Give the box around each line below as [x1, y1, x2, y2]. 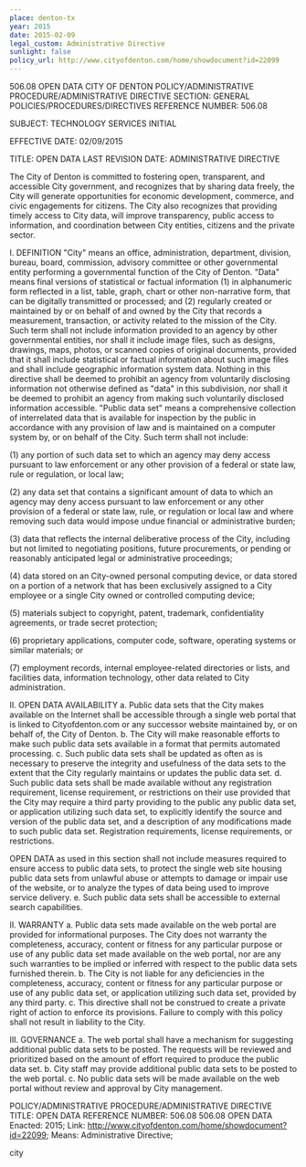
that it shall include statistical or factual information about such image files [9, 354, 290, 365]
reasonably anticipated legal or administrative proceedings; [9, 553, 233, 563]
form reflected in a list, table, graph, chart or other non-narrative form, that [9, 286, 290, 297]
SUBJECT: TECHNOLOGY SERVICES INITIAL [9, 118, 177, 129]
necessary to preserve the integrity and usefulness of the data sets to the [9, 758, 287, 769]
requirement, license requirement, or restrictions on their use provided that [9, 787, 290, 798]
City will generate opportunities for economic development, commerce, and [9, 191, 295, 201]
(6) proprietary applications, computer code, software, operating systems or [9, 635, 297, 645]
